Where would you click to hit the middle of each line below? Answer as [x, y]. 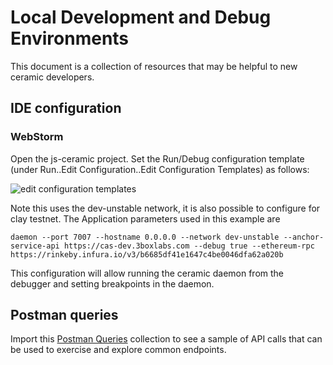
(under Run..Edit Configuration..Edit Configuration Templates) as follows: [160, 169]
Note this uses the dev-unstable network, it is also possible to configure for [165, 208]
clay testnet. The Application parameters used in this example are [145, 218]
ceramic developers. [52, 77]
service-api [35, 246]
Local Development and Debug [141, 17]
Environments [70, 38]
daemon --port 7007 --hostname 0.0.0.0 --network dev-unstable [145, 237]
